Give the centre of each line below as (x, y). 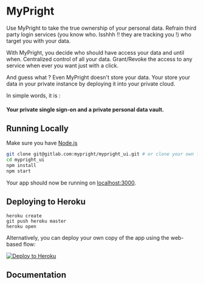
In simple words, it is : (33, 95)
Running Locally (37, 128)
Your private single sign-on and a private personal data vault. (85, 109)
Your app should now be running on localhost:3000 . (71, 183)
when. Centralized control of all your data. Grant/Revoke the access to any (99, 59)
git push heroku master (36, 221)
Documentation (36, 275)
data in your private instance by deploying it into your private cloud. (91, 84)
